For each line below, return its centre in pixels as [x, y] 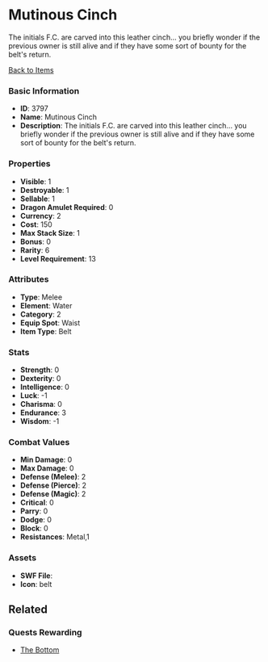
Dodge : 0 [36, 520]
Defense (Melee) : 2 [53, 477]
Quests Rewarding [45, 633]
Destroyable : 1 [44, 190]
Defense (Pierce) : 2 [53, 485]
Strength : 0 [40, 370]
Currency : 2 [41, 216]
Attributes [29, 279]
